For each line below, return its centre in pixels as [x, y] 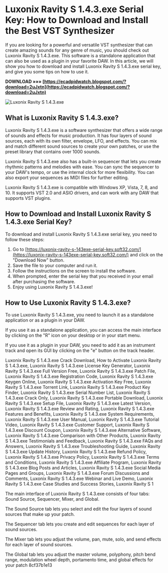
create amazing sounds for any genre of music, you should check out [77, 50]
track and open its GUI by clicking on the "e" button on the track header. [80, 350]
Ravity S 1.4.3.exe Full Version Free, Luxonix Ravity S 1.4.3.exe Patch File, [81, 371]
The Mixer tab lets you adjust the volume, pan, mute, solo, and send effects [83, 539]
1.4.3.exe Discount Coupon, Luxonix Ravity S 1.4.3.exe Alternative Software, [83, 430]
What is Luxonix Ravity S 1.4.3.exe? [62, 118]
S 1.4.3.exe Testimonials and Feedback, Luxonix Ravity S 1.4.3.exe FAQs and [84, 441]
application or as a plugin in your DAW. [45, 320]
